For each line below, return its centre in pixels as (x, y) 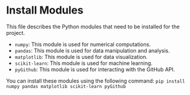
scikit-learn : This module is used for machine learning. (83, 63)
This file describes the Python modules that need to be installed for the (93, 27)
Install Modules (45, 10)
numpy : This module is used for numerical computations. (83, 44)
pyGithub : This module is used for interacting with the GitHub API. (95, 69)
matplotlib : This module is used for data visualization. (81, 57)
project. (16, 32)
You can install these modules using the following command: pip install (96, 81)
